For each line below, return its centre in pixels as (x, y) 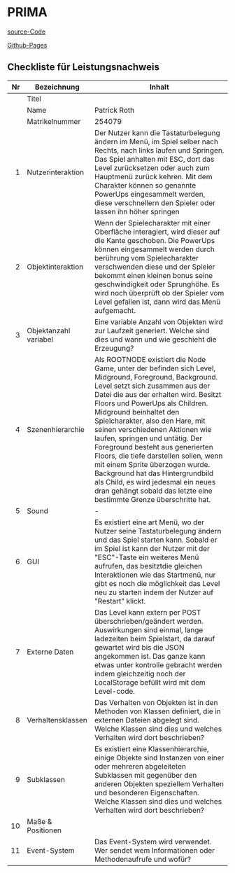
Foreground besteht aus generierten (154, 447)
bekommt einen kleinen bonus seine (154, 275)
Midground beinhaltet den (137, 412)
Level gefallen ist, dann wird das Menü (157, 302)
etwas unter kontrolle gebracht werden (158, 664)
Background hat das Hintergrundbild (154, 473)
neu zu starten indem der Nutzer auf (154, 592)
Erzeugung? (114, 348)
